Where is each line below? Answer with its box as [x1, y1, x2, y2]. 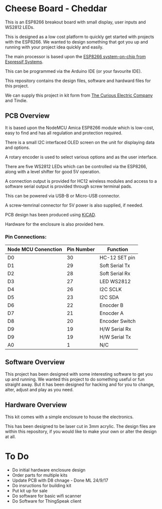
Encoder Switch [99, 318, 136, 325]
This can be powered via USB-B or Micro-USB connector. [5, 192, 121, 198]
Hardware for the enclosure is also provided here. [5, 221, 105, 227]
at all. [5, 433, 16, 440]
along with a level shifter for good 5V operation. [5, 169, 101, 174]
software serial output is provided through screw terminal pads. [5, 183, 132, 189]
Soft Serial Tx [99, 262, 130, 269]
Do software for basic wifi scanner [12, 493, 82, 499]
